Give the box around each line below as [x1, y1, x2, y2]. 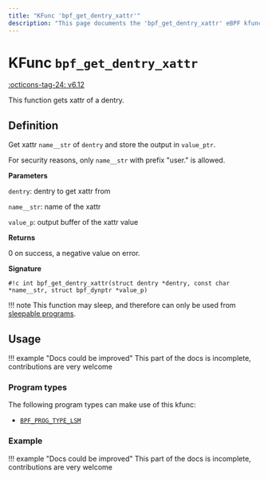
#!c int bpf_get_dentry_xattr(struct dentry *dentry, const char [8, 279, 230, 288]
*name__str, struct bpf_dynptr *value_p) [8, 286, 148, 294]
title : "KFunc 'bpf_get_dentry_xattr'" [8, 11, 141, 20]
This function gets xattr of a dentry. [8, 95, 125, 105]
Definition [8, 118, 58, 132]
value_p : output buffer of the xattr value [8, 218, 139, 227]
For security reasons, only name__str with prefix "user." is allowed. [8, 155, 226, 165]
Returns [8, 233, 36, 242]
